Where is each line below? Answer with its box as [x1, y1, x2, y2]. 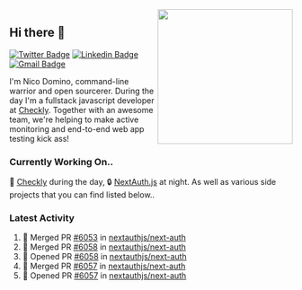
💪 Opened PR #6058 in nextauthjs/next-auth [22, 251, 187, 262]
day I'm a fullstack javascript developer [9, 94, 155, 106]
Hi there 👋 [9, 25, 66, 40]
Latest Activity [9, 212, 75, 224]
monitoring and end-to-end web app [9, 123, 145, 134]
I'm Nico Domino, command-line [9, 75, 129, 86]
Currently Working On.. [9, 155, 114, 168]
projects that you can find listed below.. [9, 189, 155, 200]
